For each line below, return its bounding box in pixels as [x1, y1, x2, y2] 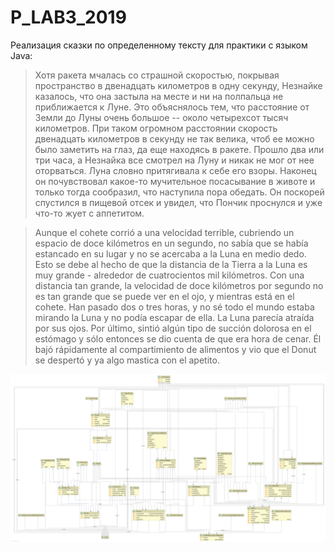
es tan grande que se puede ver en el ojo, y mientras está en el [34, 290, 295, 302]
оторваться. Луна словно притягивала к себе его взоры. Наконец [34, 164, 317, 176]
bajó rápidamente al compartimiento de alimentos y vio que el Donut [34, 343, 317, 355]
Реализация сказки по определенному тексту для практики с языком [10, 39, 308, 51]
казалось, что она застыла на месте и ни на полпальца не [34, 90, 284, 102]
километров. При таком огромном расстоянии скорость [34, 122, 278, 134]
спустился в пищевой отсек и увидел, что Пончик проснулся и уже [34, 196, 323, 208]
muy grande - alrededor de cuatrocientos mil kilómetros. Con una [34, 269, 305, 281]
